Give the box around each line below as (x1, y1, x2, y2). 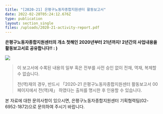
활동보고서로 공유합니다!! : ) (5, 45, 58, 51)
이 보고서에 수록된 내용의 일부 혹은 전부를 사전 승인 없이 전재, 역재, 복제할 (17, 65, 157, 71)
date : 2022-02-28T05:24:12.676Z (5, 12, 71, 17)
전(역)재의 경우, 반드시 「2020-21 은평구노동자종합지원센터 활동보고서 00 (17, 81, 158, 87)
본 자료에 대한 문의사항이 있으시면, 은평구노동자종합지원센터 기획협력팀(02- (5, 98, 149, 104)
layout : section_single (5, 20, 54, 26)
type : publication (5, 16, 43, 21)
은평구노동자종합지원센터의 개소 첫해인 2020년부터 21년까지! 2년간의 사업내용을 (5, 39, 158, 45)
